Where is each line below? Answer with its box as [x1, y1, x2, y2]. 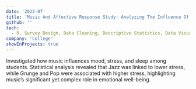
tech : [6, 25, 19, 31]
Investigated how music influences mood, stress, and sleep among [6, 57, 167, 64]
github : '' [6, 19, 33, 25]
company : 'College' [6, 36, 54, 42]
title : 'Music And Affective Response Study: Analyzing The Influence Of [6, 14, 190, 20]
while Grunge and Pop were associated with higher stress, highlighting [6, 70, 176, 77]
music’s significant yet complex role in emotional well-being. [6, 76, 151, 83]
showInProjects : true [6, 42, 59, 47]
